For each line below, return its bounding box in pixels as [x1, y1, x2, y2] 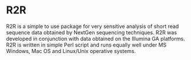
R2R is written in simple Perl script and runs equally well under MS [6, 41, 167, 48]
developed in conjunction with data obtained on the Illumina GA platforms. [6, 35, 185, 42]
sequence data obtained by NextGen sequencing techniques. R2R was [6, 29, 177, 36]
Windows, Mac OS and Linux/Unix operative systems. [6, 47, 136, 54]
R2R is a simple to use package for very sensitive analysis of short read [6, 23, 179, 30]
